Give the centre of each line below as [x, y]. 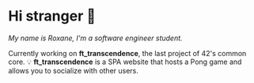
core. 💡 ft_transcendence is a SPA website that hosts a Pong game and [125, 62]
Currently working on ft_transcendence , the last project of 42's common [127, 53]
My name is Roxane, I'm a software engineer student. [96, 38]
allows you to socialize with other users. [73, 70]
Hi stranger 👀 [52, 16]
